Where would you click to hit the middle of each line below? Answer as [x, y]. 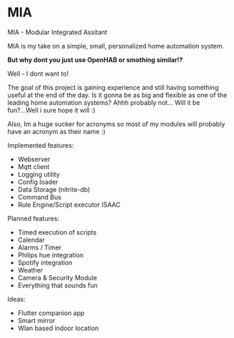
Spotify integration [45, 262]
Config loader [38, 182]
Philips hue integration [51, 255]
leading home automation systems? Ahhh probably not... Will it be [104, 102]
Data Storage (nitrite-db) [54, 189]
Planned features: [33, 218]
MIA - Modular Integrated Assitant [57, 32]
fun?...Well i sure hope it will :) [52, 110]
